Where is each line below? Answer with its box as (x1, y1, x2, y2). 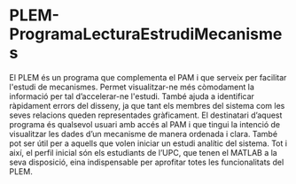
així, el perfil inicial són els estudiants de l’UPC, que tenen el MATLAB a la (9, 147, 277, 157)
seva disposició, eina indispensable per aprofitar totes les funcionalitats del (9, 157, 284, 167)
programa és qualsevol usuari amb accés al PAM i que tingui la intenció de (9, 119, 281, 129)
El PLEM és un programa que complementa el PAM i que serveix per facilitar (9, 72, 287, 82)
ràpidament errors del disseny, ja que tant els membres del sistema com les (9, 100, 285, 111)
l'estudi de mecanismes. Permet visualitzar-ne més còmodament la (9, 81, 255, 92)
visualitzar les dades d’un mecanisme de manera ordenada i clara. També (9, 128, 277, 139)
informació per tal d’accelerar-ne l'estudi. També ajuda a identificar (9, 90, 255, 102)
